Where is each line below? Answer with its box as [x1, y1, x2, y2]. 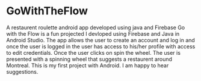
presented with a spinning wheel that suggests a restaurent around [6, 55, 173, 63]
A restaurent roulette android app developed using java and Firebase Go [6, 24, 185, 31]
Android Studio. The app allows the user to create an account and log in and [6, 36, 196, 43]
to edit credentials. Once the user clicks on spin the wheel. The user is [6, 49, 181, 56]
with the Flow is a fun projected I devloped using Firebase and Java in [6, 30, 180, 37]
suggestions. [6, 68, 39, 75]
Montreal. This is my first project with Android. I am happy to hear [6, 61, 169, 69]
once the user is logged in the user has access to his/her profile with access [6, 43, 196, 50]
